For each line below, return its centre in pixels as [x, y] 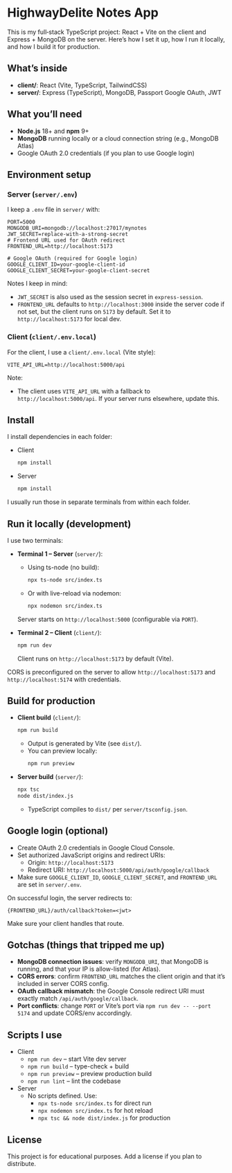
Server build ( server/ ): [50, 777]
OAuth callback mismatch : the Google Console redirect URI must [111, 991]
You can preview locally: [62, 751]
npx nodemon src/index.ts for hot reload [96, 1111]
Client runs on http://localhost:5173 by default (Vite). [95, 659]
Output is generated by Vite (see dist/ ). [84, 744]
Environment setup [49, 174]
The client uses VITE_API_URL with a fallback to [84, 391]
